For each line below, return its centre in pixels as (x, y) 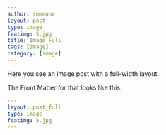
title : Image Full (34, 40)
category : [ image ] (34, 54)
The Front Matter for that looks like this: (65, 87)
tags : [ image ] (28, 47)
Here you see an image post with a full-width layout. (83, 74)
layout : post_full (34, 107)
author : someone (31, 14)
